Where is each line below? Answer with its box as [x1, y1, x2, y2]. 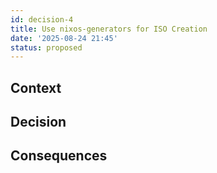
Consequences [10, 147, 108, 165]
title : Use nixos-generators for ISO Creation [10, 24, 208, 34]
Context [10, 79, 62, 96]
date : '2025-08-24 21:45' [10, 33, 118, 43]
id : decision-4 [10, 14, 74, 25]
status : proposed [10, 42, 83, 53]
